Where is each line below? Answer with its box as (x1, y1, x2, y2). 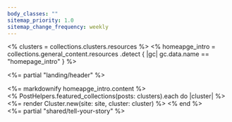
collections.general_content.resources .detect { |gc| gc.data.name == (7, 50, 209, 58)
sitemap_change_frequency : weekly (7, 23, 109, 30)
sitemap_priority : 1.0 (7, 17, 74, 24)
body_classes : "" (7, 10, 59, 18)
